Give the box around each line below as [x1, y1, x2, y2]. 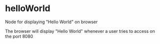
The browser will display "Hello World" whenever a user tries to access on [5, 28, 156, 34]
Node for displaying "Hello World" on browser [5, 19, 98, 25]
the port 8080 [5, 33, 33, 39]
